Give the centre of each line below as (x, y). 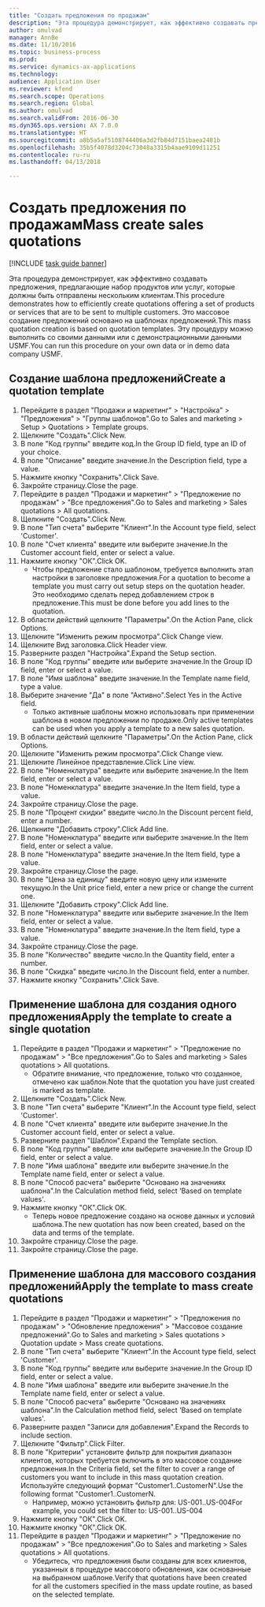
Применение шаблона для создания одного (123, 1005)
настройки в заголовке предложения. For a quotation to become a (141, 577)
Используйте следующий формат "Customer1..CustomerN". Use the (131, 1485)
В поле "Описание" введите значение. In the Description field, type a (133, 460)
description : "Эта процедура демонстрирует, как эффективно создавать (127, 23)
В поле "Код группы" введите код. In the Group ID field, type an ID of (133, 443)
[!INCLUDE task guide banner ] (58, 263)
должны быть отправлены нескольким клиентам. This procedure (117, 296)
